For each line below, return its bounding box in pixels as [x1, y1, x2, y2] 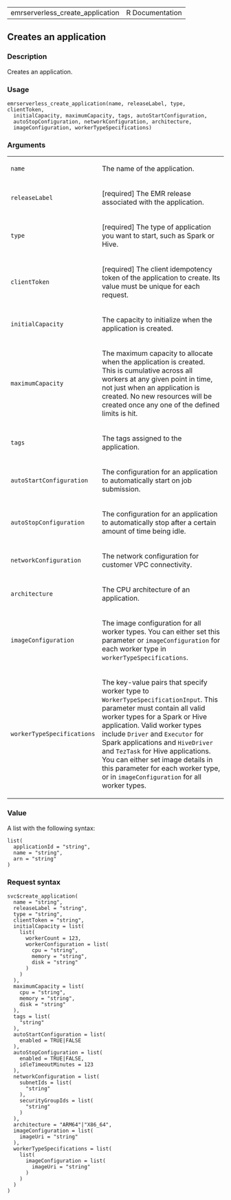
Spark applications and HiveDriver [102, 738, 213, 748]
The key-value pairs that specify [102, 678, 208, 687]
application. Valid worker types [102, 721, 201, 731]
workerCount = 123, [25, 935, 81, 942]
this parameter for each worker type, [102, 764, 221, 773]
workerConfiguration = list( [25, 941, 109, 948]
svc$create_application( [7, 893, 78, 900]
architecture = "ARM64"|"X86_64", [13, 1121, 112, 1128]
